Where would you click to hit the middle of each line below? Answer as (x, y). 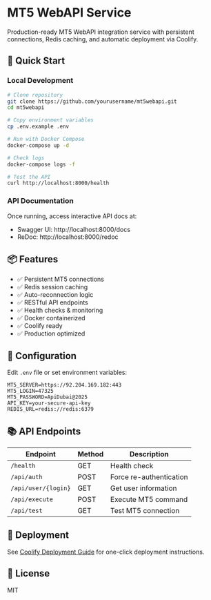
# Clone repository (35, 95)
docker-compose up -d (38, 145)
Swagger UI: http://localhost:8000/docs (74, 229)
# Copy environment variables (51, 120)
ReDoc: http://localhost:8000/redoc (68, 237)
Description (149, 454)
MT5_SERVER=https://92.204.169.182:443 (64, 385)
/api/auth (27, 477)
